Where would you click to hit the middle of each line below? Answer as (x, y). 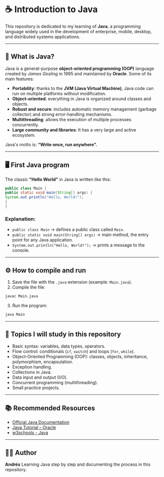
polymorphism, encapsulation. (42, 362)
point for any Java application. (42, 240)
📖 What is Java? (30, 57)
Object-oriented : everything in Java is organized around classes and (82, 99)
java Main (15, 314)
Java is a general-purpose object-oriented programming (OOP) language (80, 68)
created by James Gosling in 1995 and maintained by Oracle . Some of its (78, 73)
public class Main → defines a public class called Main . (68, 230)
